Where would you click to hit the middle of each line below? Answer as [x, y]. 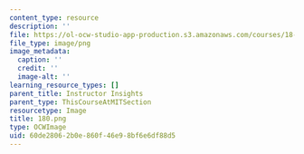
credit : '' [38, 69]
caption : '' [40, 60]
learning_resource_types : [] [64, 85]
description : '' [40, 26]
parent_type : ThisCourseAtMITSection [81, 102]
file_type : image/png [50, 43]
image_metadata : [40, 52]
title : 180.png [38, 119]
